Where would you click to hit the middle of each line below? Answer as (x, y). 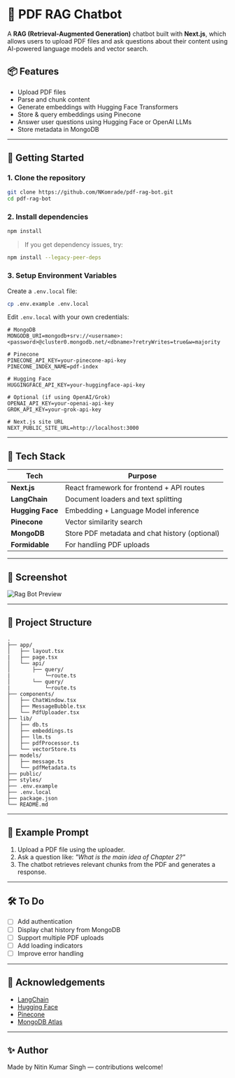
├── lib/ (20, 718)
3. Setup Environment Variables (62, 276)
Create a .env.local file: (42, 291)
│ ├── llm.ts (29, 737)
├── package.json (33, 798)
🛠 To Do (26, 902)
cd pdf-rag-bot (29, 199)
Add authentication (45, 922)
